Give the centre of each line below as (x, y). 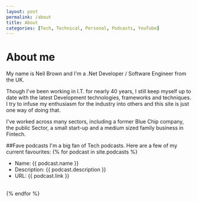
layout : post (22, 12)
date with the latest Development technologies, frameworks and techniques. (99, 97)
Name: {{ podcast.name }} (47, 164)
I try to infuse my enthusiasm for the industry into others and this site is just (98, 104)
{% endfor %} (23, 194)
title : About (22, 22)
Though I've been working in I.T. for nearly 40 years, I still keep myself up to (99, 92)
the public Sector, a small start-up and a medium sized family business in (95, 128)
